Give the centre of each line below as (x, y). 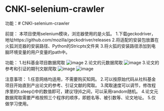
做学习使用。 (18, 104)
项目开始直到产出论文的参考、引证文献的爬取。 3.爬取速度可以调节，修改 (78, 85)
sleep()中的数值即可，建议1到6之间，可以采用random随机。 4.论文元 (89, 91)
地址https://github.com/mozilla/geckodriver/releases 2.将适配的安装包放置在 (82, 40)
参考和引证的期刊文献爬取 (31, 69)
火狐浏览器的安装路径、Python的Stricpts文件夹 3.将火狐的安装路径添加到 (78, 46)
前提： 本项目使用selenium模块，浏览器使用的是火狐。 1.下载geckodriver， (80, 33)
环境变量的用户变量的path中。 (39, 52)
